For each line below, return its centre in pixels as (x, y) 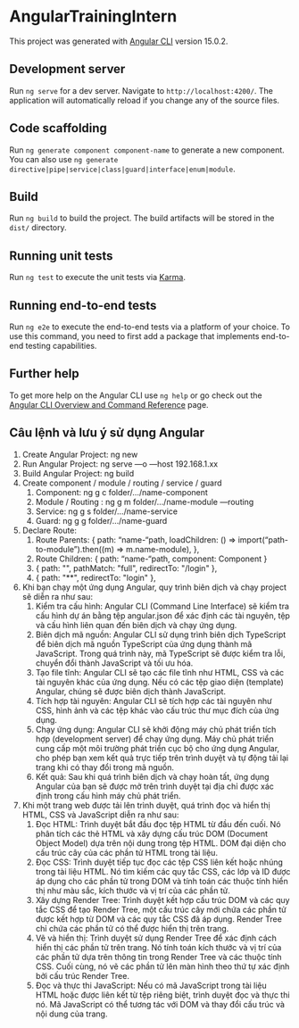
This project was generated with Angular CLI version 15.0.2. (119, 41)
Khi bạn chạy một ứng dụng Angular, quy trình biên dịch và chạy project (154, 587)
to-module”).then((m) (75, 549)
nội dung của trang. (71, 1014)
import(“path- (263, 539)
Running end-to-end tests (83, 305)
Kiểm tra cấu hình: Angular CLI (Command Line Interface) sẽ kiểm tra (162, 606)
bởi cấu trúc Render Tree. (82, 975)
